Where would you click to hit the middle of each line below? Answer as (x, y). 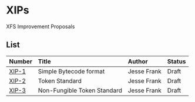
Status (176, 61)
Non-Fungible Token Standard (80, 90)
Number (21, 61)
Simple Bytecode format (71, 71)
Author (138, 61)
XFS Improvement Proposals (41, 26)
